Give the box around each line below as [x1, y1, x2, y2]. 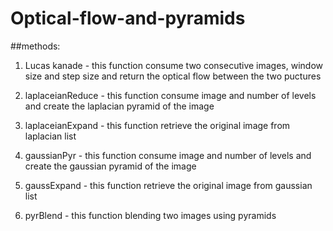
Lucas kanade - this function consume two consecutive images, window [24, 59, 324, 71]
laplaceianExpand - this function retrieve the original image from [24, 119, 291, 131]
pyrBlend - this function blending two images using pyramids [24, 209, 277, 221]
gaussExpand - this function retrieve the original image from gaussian [24, 179, 313, 191]
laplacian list [24, 130, 77, 142]
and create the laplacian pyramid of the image [24, 100, 215, 112]
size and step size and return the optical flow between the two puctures [24, 70, 322, 82]
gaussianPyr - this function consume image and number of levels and [24, 149, 312, 161]
